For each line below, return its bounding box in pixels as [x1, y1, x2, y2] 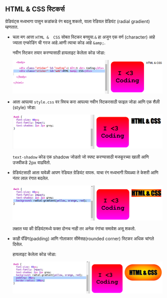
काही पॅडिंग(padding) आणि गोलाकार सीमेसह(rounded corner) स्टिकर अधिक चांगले [12, 235, 154, 241]
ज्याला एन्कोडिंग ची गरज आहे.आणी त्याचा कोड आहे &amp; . [12, 40, 106, 46]
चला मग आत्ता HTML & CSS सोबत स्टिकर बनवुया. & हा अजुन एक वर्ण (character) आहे [12, 34, 155, 40]
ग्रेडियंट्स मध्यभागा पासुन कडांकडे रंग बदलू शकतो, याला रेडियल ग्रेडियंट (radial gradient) [5, 18, 150, 24]
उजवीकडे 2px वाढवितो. [12, 159, 51, 165]
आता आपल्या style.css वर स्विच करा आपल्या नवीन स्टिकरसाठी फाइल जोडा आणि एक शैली [12, 99, 160, 105]
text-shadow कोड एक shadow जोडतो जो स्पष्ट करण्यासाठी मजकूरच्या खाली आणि [12, 154, 149, 160]
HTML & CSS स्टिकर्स [5, 5, 65, 14]
